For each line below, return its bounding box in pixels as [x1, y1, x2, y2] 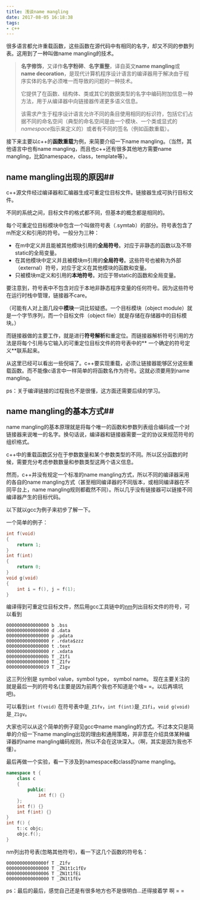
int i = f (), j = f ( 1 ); [17, 586, 76, 592]
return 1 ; [17, 542, 42, 548]
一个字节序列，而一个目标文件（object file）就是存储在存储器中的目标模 [11, 312, 187, 319]
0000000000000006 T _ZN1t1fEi [6, 870, 82, 877]
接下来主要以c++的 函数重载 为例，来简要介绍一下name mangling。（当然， [6, 138, 187, 145]
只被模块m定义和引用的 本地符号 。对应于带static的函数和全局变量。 [14, 272, 179, 279]
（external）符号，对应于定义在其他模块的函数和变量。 [14, 264, 150, 271]
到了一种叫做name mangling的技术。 [26, 50, 117, 57]
